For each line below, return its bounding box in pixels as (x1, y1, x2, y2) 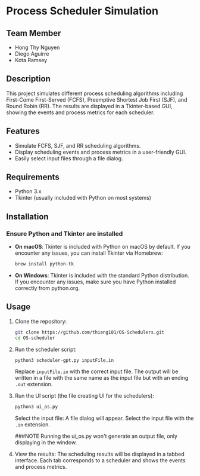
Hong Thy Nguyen (14, 44, 60, 51)
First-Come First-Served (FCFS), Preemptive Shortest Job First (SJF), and (6, 96, 187, 103)
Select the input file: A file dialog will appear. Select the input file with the (14, 414, 194, 422)
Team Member (6, 28, 61, 38)
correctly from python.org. (14, 285, 80, 291)
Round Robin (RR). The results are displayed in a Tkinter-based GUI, (6, 102, 173, 109)
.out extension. (14, 381, 53, 388)
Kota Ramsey (14, 57, 48, 63)
